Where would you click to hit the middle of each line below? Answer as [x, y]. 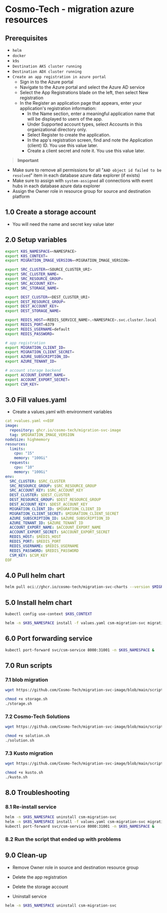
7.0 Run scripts [29, 666]
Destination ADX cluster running [47, 72]
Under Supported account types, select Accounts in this [85, 124]
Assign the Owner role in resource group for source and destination [81, 191]
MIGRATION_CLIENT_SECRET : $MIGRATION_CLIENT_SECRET [64, 514]
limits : [18, 449]
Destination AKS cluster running [47, 66]
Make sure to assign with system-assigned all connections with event [83, 181]
